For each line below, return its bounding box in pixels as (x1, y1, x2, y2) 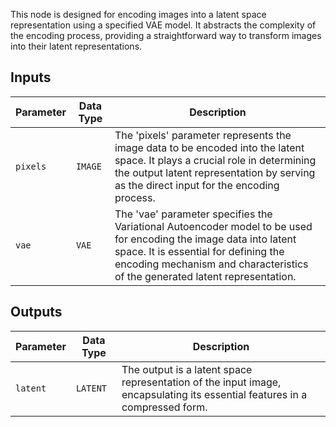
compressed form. (121, 400, 208, 414)
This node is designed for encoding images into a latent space (10, 9, 267, 20)
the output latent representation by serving (114, 165, 316, 179)
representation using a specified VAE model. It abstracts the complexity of (10, 19, 317, 31)
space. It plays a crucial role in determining (114, 153, 317, 167)
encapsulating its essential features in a (121, 387, 308, 401)
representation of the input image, (121, 375, 282, 389)
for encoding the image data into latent (114, 232, 297, 246)
